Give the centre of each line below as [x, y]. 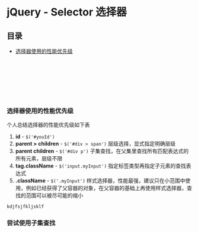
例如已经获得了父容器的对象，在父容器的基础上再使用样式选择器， [106, 188]
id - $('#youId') [35, 137]
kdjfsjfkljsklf [25, 207]
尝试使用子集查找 [31, 223]
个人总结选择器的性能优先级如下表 [48, 125]
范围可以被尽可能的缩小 [55, 195]
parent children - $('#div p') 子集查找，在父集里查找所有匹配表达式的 [102, 151]
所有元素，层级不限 [39, 159]
